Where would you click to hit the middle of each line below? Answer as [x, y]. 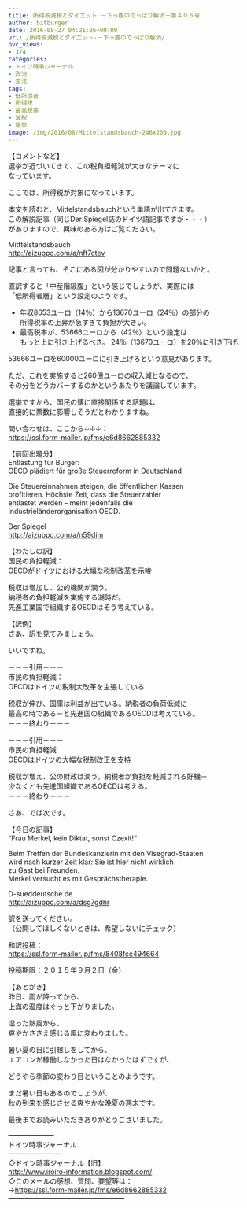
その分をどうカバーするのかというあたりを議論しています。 [104, 385]
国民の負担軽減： [36, 560]
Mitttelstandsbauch [39, 244]
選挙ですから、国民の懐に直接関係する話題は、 [84, 401]
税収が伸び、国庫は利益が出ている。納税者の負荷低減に [98, 703]
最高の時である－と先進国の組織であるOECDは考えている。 [104, 713]
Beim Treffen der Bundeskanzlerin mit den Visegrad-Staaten [106, 853]
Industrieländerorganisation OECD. [64, 511]
